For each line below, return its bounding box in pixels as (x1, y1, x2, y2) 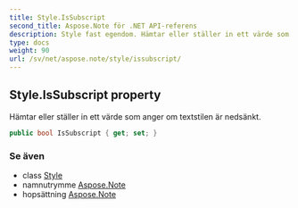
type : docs (9, 37, 50, 47)
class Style (21, 170, 63, 180)
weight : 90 (9, 46, 50, 55)
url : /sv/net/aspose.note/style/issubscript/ (9, 54, 181, 63)
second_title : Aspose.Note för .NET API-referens (9, 21, 198, 30)
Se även (9, 149, 45, 162)
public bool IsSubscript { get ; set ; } (9, 129, 158, 137)
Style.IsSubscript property (9, 87, 161, 103)
